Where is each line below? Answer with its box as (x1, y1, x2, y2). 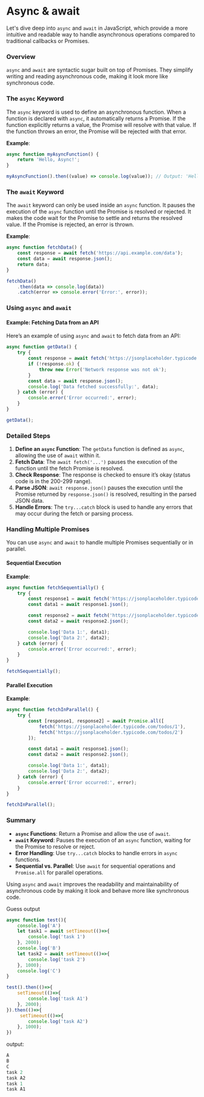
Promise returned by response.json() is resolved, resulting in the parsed (15, 490, 197, 498)
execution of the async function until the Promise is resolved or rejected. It (6, 208, 191, 215)
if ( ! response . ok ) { (28, 361, 80, 367)
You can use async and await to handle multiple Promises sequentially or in (6, 539, 194, 546)
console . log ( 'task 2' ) (28, 956, 86, 963)
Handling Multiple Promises (6, 525, 90, 534)
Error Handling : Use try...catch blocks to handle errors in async (15, 849, 178, 856)
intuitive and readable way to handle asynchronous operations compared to (6, 30, 195, 38)
